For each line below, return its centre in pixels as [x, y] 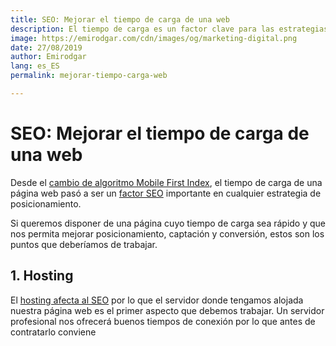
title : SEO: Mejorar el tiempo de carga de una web [120, 19]
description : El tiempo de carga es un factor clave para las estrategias [169, 29]
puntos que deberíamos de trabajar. [84, 244]
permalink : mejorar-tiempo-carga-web [89, 76]
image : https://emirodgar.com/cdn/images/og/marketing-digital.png [154, 38]
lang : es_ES [35, 66]
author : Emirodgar [48, 57]
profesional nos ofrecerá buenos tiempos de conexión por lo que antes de [163, 321]
